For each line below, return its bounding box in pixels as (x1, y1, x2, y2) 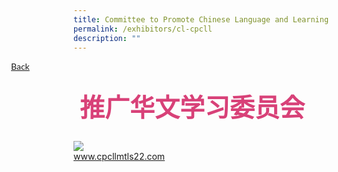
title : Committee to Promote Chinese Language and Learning (73, 14, 330, 25)
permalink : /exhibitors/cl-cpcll (73, 24, 213, 34)
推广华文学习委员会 (79, 94, 305, 123)
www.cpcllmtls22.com (73, 151, 166, 163)
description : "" (73, 33, 141, 43)
